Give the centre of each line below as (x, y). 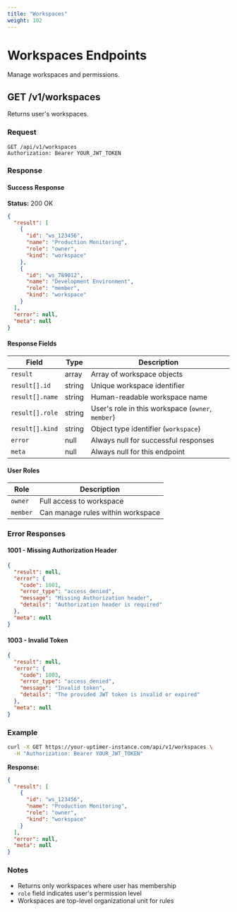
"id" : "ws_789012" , (54, 275)
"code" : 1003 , (41, 675)
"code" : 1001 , (41, 585)
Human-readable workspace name (149, 397)
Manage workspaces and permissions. (63, 75)
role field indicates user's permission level (80, 893)
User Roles (24, 470)
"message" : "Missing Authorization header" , (86, 598)
